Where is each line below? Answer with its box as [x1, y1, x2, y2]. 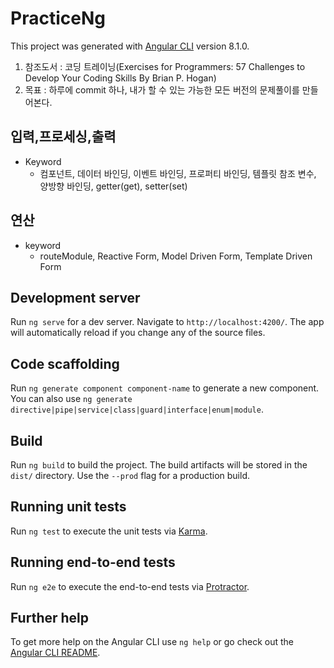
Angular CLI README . [10, 647, 101, 659]
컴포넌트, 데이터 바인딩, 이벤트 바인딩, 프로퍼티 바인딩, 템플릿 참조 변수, [39, 167, 317, 179]
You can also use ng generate [10, 393, 133, 405]
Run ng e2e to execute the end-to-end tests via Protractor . [10, 580, 250, 592]
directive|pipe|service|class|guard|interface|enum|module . [10, 403, 264, 416]
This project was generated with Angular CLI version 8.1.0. [10, 40, 250, 52]
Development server [10, 289, 141, 306]
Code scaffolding [10, 355, 120, 372]
